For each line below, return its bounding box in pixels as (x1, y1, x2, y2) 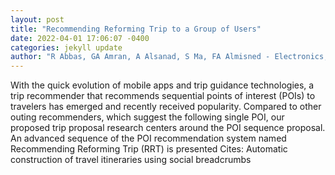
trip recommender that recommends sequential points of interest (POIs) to (10, 90, 316, 102)
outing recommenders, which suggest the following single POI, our (10, 111, 285, 123)
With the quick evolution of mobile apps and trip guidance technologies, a (10, 79, 315, 91)
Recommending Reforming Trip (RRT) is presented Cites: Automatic (10, 143, 288, 155)
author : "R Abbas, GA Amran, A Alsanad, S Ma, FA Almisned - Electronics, (10, 52, 329, 62)
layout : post (10, 14, 65, 25)
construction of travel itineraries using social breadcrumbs (10, 154, 252, 166)
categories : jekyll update (10, 42, 123, 53)
